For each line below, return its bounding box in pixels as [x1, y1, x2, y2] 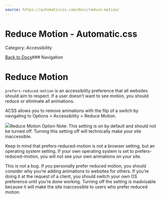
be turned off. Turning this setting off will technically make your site [5, 128, 141, 134]
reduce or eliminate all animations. [5, 98, 75, 104]
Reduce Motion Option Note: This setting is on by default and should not [10, 123, 156, 129]
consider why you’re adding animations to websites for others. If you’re [5, 168, 149, 174]
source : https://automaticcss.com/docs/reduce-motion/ [5, 7, 120, 12]
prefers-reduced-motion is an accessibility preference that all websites [5, 87, 148, 93]
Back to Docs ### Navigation [5, 54, 63, 60]
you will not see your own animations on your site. [40, 153, 141, 159]
